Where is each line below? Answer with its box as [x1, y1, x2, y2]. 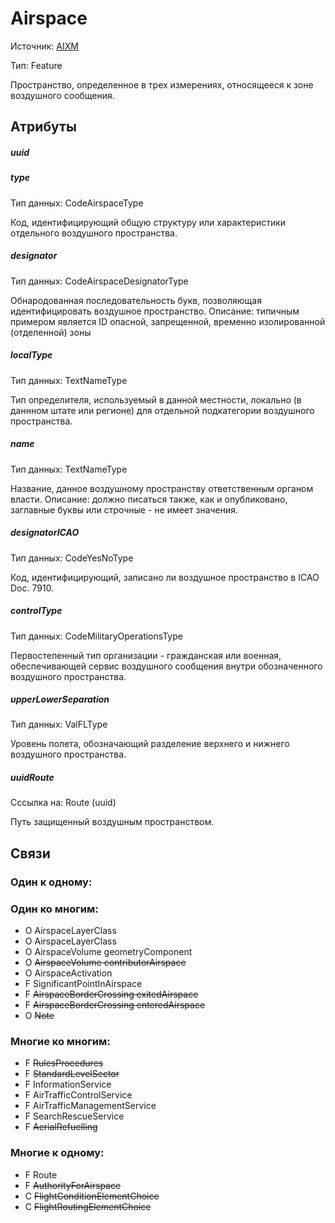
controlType [10, 605, 63, 617]
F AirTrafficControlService [24, 1089, 133, 1101]
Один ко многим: [10, 902, 99, 916]
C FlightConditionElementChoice [24, 1190, 160, 1202]
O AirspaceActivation [24, 967, 113, 979]
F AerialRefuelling [24, 1121, 98, 1133]
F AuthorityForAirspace [24, 1179, 122, 1191]
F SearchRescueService [24, 1110, 125, 1122]
